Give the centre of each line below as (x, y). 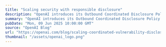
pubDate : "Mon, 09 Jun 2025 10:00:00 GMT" (49, 23)
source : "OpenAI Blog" (28, 28)
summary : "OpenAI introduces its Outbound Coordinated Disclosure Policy (83, 19)
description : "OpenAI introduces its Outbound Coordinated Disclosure (79, 14)
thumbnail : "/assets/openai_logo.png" (45, 37)
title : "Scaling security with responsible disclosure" (64, 10)
